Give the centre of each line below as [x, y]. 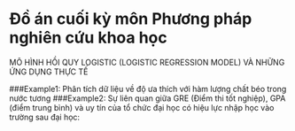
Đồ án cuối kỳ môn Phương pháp [131, 19]
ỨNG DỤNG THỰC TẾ [49, 72]
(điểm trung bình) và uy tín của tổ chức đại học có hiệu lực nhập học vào [142, 107]
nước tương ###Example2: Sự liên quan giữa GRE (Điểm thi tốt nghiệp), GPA [147, 98]
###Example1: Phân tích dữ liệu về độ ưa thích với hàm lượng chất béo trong [148, 89]
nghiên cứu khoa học [88, 38]
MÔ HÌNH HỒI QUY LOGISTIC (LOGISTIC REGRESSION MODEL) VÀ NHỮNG [147, 62]
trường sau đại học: [45, 117]
